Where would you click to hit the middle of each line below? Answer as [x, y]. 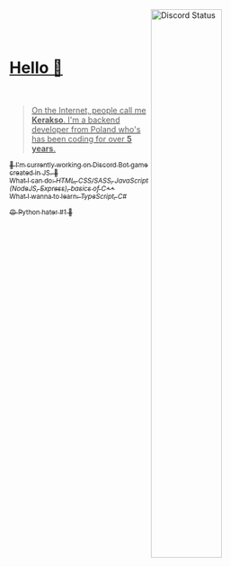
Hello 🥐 [36, 68]
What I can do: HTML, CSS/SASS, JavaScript [79, 180]
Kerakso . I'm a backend [76, 120]
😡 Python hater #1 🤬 [41, 212]
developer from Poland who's [86, 129]
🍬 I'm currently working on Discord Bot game [79, 165]
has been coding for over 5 [81, 139]
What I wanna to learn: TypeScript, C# [68, 196]
